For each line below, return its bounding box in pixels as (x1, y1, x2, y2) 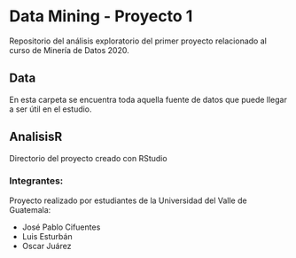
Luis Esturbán (21, 231, 73, 241)
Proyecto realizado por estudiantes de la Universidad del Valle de (9, 195, 247, 206)
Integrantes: (9, 175, 64, 187)
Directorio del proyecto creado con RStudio (9, 152, 167, 163)
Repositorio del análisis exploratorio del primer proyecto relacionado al (9, 35, 268, 46)
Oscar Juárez (21, 240, 72, 251)
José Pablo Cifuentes (21, 222, 101, 232)
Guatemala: (9, 204, 51, 215)
